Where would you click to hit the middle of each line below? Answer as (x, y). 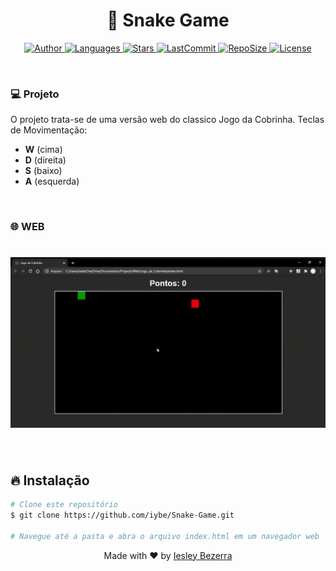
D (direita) (45, 160)
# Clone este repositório (64, 505)
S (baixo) (43, 171)
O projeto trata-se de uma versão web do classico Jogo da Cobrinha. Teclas (167, 120)
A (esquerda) (52, 181)
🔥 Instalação (50, 480)
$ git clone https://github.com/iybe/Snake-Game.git (122, 515)
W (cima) (43, 150)
